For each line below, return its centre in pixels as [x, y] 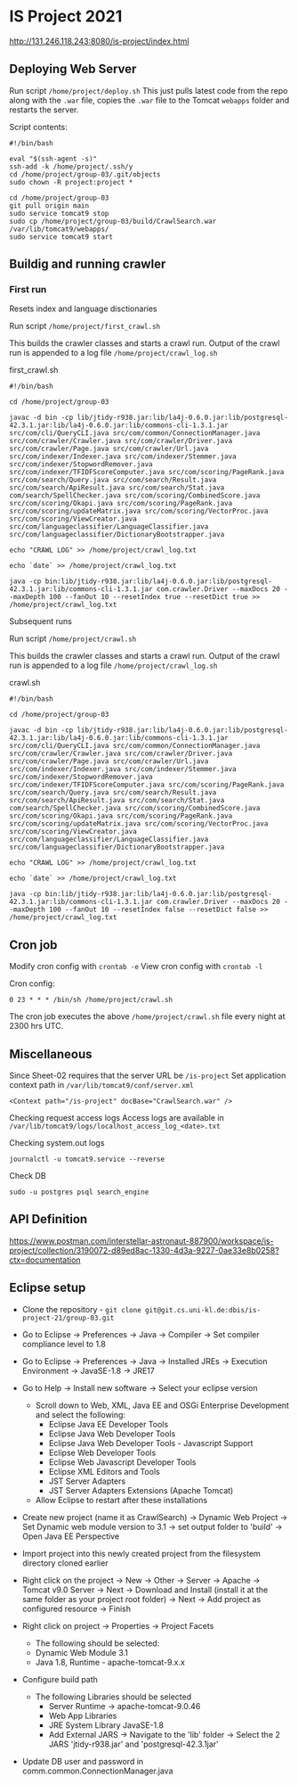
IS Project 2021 [66, 16]
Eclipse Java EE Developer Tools [109, 1424]
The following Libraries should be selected [113, 1697]
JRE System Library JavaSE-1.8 [106, 1725]
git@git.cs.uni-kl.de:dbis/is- [203, 1310]
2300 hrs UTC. [36, 1026]
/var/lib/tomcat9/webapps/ [59, 229]
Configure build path [60, 1679]
